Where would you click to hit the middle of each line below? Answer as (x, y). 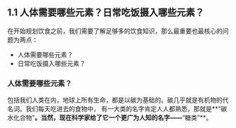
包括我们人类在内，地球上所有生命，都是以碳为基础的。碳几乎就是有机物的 (115, 100)
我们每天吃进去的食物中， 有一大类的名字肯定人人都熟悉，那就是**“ (123, 109)
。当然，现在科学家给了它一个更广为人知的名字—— (109, 117)
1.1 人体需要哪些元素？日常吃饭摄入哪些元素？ (106, 13)
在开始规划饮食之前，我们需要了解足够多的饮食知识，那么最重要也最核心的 (115, 31)
